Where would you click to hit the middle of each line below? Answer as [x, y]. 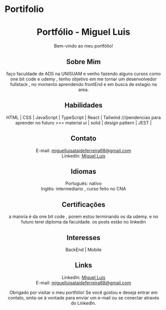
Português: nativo [83, 183]
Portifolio [24, 9]
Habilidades [83, 105]
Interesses [83, 238]
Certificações [83, 204]
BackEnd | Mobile [83, 249]
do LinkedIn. [83, 303]
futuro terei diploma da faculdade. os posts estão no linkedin [83, 222]
